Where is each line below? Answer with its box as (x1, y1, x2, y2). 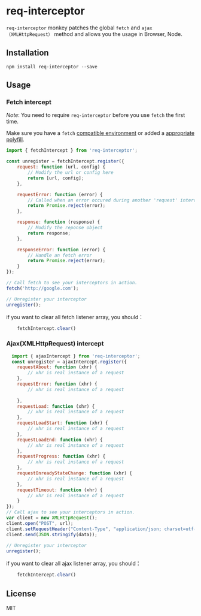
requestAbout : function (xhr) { (17, 364, 98, 370)
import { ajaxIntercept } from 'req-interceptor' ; (11, 353, 141, 359)
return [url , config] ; (28, 175, 84, 181)
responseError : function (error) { (17, 247, 106, 253)
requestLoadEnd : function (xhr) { (17, 437, 103, 443)
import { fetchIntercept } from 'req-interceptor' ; (6, 148, 138, 154)
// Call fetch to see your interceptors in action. (6, 280, 138, 286)
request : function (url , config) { (17, 164, 106, 170)
